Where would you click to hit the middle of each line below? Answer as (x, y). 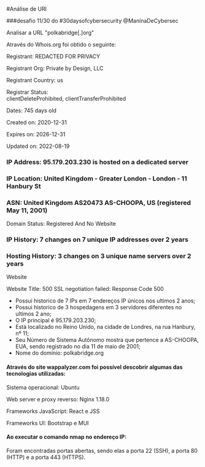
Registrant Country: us (35, 80)
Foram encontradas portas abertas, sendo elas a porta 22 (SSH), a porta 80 (102, 450)
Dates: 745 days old (32, 110)
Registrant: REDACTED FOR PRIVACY (53, 56)
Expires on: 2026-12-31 (36, 134)
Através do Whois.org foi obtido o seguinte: (61, 44)
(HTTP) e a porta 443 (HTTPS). (46, 457)
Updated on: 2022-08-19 (38, 146)
